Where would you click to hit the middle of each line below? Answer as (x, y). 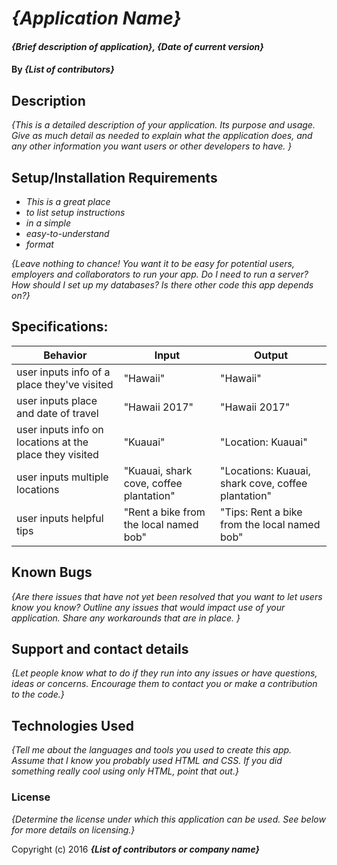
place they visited (57, 454)
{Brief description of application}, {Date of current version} (137, 46)
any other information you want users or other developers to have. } (152, 146)
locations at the (52, 442)
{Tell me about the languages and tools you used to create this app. (152, 750)
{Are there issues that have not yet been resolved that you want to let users (167, 596)
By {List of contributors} (63, 69)
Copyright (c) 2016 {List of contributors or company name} (136, 849)
